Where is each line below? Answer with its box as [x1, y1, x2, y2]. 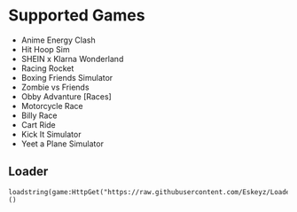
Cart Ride [20, 119, 57, 130]
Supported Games [8, 5, 145, 26]
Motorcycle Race [20, 100, 83, 111]
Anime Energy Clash [20, 35, 96, 45]
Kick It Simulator [20, 129, 82, 139]
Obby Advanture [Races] [20, 90, 112, 102]
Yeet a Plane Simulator [20, 138, 104, 149]
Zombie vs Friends [20, 82, 90, 92]
